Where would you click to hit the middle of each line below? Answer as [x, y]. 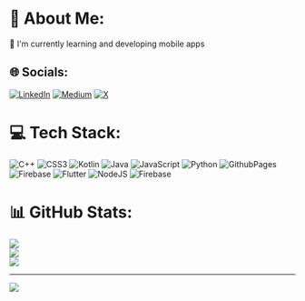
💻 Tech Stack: [65, 132]
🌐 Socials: [39, 72]
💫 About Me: [57, 19]
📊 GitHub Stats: [71, 212]
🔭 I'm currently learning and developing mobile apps [107, 44]
